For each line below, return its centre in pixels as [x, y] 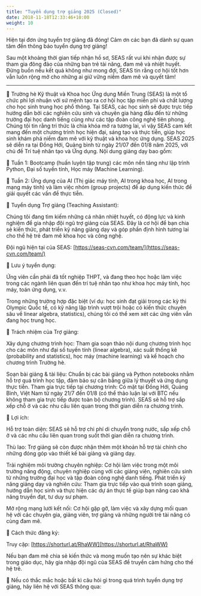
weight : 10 [20, 23]
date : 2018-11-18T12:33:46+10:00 [48, 17]
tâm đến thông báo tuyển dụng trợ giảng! [57, 46]
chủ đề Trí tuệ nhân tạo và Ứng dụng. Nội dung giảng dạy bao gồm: [89, 151]
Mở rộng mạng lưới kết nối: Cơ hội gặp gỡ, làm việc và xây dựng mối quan [97, 509]
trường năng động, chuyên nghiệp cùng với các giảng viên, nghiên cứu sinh [99, 472]
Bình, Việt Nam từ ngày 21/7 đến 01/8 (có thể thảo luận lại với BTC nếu [92, 393]
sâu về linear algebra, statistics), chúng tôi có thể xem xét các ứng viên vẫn [99, 314]
